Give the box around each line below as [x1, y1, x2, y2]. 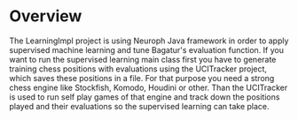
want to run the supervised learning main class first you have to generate [9, 54, 277, 64]
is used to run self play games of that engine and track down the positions [9, 91, 280, 102]
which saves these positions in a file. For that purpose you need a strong [9, 72, 275, 83]
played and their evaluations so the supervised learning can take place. [9, 101, 270, 111]
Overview [9, 6, 82, 26]
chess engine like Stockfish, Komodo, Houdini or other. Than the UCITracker [9, 82, 288, 93]
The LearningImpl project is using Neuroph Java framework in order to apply [9, 35, 289, 46]
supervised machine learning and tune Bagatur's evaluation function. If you [9, 44, 285, 55]
